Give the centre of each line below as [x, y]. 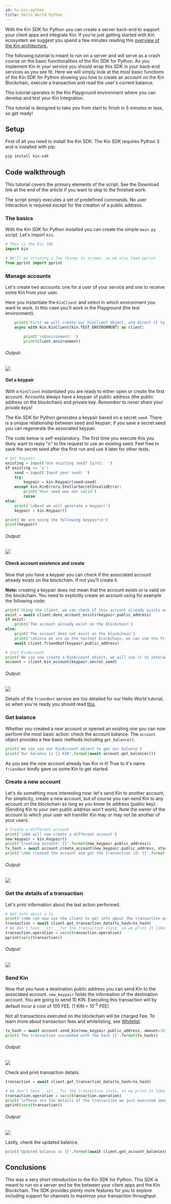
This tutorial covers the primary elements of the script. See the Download [82, 184]
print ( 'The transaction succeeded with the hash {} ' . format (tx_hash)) [82, 1035]
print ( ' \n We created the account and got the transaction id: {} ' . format [85, 853]
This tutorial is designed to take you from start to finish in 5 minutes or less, [84, 108]
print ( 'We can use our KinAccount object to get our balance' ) [74, 749]
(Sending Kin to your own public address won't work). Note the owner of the [85, 809]
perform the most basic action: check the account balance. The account [81, 734]
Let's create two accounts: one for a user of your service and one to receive [85, 287]
